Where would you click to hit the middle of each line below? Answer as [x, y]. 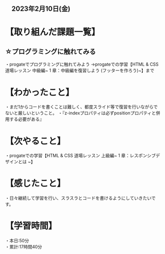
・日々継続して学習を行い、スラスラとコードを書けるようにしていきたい [78, 198]
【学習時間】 [31, 226]
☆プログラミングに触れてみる [50, 52]
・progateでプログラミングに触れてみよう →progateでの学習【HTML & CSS [82, 64]
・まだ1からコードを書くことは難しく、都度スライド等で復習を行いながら [79, 107]
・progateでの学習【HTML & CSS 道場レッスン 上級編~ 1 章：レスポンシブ [81, 156]
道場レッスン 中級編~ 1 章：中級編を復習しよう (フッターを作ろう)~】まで [80, 71]
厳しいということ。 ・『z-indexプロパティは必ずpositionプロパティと [87, 113]
